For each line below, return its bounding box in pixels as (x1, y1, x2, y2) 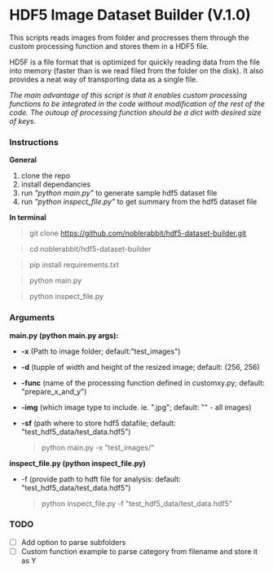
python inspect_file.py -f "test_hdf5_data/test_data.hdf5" (41, 499, 233, 508)
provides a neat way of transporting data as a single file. (9, 74, 198, 84)
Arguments (9, 312, 55, 323)
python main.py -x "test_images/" (41, 442, 155, 452)
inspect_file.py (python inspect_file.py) (9, 458, 146, 468)
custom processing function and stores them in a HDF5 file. (9, 41, 209, 51)
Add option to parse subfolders (20, 537, 126, 547)
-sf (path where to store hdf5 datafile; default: (20, 418, 176, 428)
